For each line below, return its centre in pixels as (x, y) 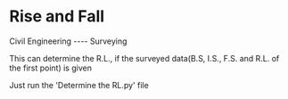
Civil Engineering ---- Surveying (68, 41)
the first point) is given (50, 68)
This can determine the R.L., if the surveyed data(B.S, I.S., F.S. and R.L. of (144, 58)
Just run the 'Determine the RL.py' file (79, 85)
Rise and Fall (57, 16)
